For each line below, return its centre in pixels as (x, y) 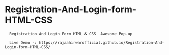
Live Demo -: (23, 43)
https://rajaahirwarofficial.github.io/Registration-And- (102, 43)
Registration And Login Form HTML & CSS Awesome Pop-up (71, 34)
